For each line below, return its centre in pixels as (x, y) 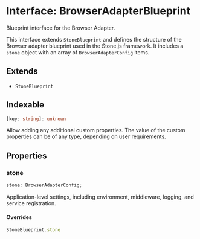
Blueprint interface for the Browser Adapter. (61, 28)
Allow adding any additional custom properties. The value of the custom (96, 130)
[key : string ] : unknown (36, 119)
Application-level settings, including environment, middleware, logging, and (100, 197)
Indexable (25, 105)
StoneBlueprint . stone (34, 230)
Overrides (19, 217)
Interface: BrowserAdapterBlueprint (98, 11)
